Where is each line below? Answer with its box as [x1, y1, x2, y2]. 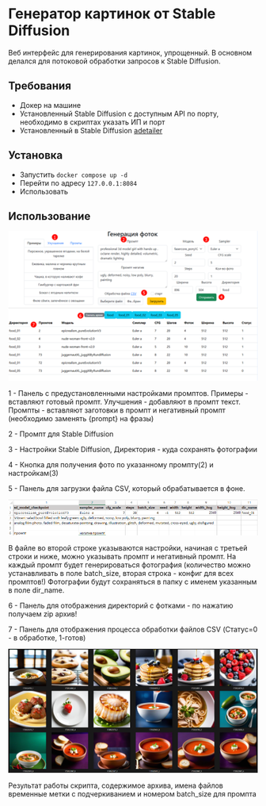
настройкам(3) [8, 468, 59, 478]
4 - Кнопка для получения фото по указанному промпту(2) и [8, 459, 214, 469]
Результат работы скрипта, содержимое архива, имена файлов [8, 781, 223, 790]
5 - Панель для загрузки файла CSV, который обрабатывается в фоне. [8, 483, 245, 493]
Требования [8, 79, 71, 93]
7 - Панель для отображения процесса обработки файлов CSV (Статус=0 [8, 624, 258, 634]
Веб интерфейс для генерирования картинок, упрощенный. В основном [8, 48, 253, 57]
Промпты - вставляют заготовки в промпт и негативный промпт [8, 405, 226, 415]
